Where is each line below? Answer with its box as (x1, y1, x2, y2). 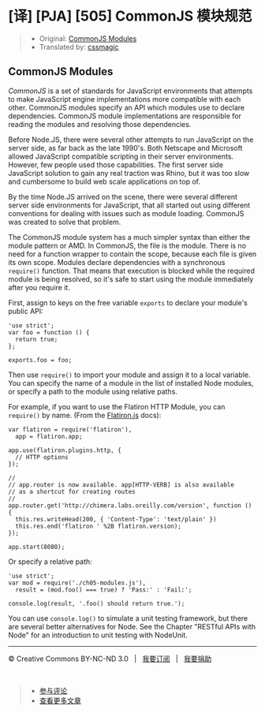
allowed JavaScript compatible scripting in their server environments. (8, 151, 234, 161)
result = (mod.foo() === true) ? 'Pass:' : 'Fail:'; (15, 585, 192, 594)
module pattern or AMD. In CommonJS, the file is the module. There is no (8, 241, 247, 250)
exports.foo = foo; (8, 356, 73, 364)
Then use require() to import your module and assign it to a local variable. (8, 370, 251, 379)
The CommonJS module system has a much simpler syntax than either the (8, 232, 251, 241)
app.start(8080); (8, 543, 65, 551)
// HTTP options (15, 453, 69, 461)
